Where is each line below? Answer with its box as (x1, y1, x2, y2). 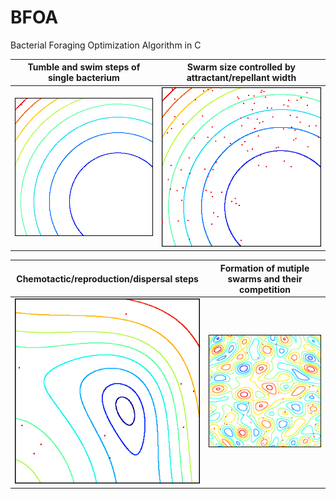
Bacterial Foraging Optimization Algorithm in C (10, 39, 202, 51)
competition (239, 283, 292, 295)
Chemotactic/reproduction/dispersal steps (16, 272, 199, 285)
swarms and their (227, 272, 303, 285)
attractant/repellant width (186, 72, 297, 84)
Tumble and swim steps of (27, 61, 141, 73)
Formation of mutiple (219, 262, 310, 274)
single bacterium (47, 72, 120, 84)
